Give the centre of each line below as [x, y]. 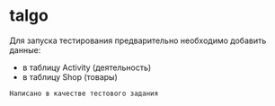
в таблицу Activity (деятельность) [87, 67]
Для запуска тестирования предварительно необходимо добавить [138, 40]
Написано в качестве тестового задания [84, 93]
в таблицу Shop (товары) [70, 76]
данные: [25, 49]
